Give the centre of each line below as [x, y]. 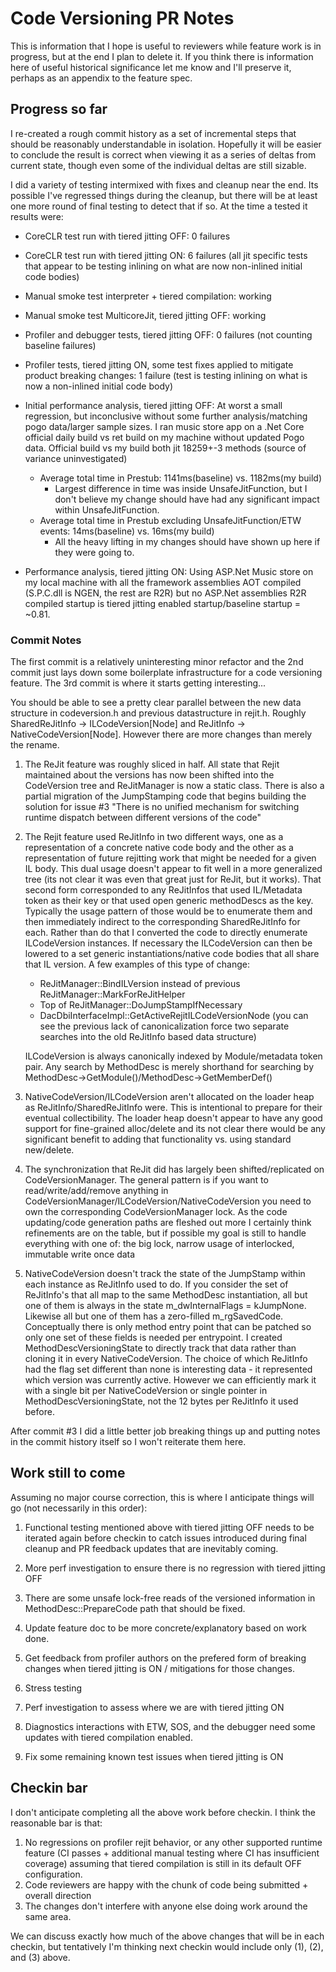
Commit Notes [46, 640]
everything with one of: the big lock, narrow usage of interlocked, [159, 1244]
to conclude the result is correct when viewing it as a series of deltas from [163, 154]
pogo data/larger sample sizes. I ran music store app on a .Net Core [164, 426]
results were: [37, 216]
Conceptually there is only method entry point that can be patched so [168, 1327]
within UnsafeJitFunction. [107, 509]
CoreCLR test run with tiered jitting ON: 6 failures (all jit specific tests [166, 255]
